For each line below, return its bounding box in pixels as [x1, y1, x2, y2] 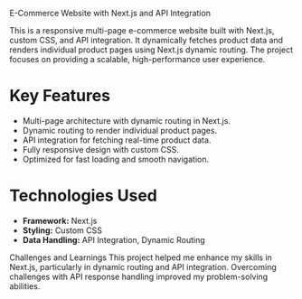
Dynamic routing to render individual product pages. [22, 125, 218, 135]
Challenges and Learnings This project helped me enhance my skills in [9, 252, 273, 263]
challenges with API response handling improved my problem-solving [9, 271, 269, 282]
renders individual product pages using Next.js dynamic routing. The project [9, 44, 294, 55]
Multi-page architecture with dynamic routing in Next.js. [22, 115, 231, 126]
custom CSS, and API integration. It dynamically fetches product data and [9, 35, 283, 45]
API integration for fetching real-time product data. [22, 135, 212, 145]
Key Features [9, 86, 111, 107]
